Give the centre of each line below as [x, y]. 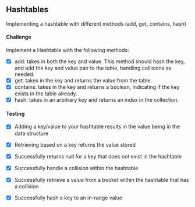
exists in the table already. [46, 94]
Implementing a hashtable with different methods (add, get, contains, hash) [96, 23]
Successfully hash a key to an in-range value [68, 198]
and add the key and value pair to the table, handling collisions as [93, 68]
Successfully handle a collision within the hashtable [76, 168]
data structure [31, 133]
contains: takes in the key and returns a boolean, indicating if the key [97, 87]
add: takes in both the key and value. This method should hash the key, [100, 61]
